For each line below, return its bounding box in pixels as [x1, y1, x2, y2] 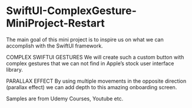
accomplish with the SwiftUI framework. [6, 42, 103, 49]
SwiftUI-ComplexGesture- [6, 4, 137, 18]
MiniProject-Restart [6, 16, 105, 30]
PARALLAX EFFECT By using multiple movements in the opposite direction [6, 77, 187, 85]
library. [6, 66, 24, 73]
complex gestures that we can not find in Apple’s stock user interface [6, 60, 174, 67]
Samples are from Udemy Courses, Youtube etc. [6, 95, 124, 102]
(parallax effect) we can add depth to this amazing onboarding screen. [6, 83, 177, 90]
